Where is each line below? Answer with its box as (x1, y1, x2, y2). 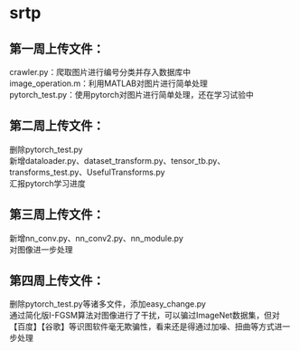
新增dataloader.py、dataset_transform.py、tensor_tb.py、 (9, 155, 226, 166)
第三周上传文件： (9, 207, 105, 223)
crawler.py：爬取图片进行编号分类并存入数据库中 (9, 67, 192, 77)
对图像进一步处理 (9, 243, 73, 255)
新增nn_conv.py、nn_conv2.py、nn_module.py (9, 232, 183, 243)
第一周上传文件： (9, 41, 105, 56)
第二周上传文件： (9, 119, 105, 134)
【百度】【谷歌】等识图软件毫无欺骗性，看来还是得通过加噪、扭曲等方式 (9, 321, 275, 332)
